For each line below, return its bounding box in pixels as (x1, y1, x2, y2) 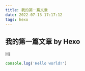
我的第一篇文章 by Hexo (5, 37, 80, 46)
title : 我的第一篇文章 (5, 7, 48, 13)
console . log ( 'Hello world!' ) (5, 61, 67, 66)
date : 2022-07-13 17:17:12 (5, 12, 63, 17)
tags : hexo (5, 17, 29, 22)
